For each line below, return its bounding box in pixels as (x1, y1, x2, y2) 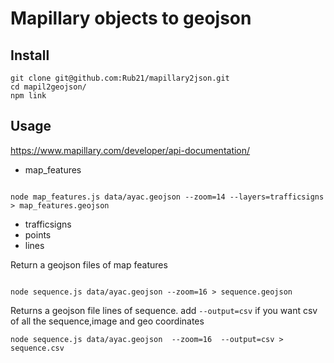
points (24, 228, 52, 241)
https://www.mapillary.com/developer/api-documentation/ (10, 144, 251, 156)
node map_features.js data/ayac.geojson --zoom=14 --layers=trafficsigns (10, 192, 325, 202)
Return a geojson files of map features (10, 258, 168, 271)
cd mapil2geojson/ (10, 82, 87, 92)
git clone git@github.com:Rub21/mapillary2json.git (10, 73, 230, 83)
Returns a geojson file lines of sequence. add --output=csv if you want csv (10, 304, 318, 316)
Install (10, 47, 50, 64)
